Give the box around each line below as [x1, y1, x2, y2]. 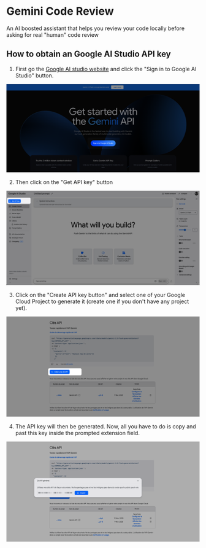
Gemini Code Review [6, 4, 115, 18]
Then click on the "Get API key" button [15, 179, 113, 186]
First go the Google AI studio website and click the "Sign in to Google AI [15, 65, 197, 72]
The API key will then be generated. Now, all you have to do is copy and [15, 423, 196, 430]
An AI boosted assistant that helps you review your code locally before [6, 25, 185, 32]
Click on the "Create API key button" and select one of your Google [15, 291, 186, 299]
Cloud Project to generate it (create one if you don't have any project [15, 298, 189, 305]
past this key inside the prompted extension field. [15, 430, 140, 437]
